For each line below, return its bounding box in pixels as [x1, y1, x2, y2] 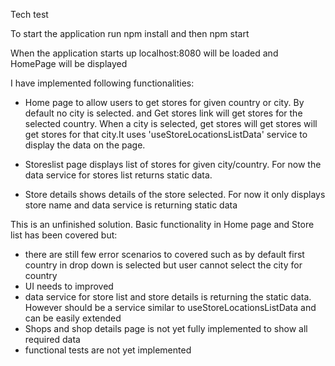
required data [24, 334, 81, 345]
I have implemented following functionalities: [10, 77, 195, 89]
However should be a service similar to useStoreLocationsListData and [24, 302, 317, 313]
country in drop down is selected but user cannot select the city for [24, 259, 303, 271]
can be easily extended [24, 312, 122, 324]
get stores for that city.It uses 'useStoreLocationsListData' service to [24, 129, 308, 140]
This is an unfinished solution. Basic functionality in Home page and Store [10, 219, 315, 230]
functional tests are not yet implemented [24, 344, 192, 356]
